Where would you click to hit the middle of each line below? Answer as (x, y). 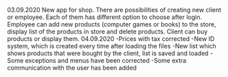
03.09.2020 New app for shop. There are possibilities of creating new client (114, 10)
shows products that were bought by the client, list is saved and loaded (108, 53)
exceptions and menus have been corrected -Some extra (106, 60)
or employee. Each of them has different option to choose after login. (105, 17)
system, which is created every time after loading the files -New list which (112, 46)
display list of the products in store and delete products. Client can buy (107, 31)
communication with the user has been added (72, 68)
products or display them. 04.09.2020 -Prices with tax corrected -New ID (111, 39)
